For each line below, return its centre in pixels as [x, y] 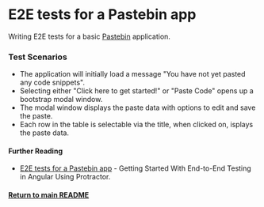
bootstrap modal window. [61, 100]
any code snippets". [52, 83]
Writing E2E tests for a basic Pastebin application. [89, 36]
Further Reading [36, 151]
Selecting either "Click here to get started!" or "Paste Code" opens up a [136, 91]
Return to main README [49, 195]
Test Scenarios [38, 57]
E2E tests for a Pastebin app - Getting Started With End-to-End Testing [135, 168]
